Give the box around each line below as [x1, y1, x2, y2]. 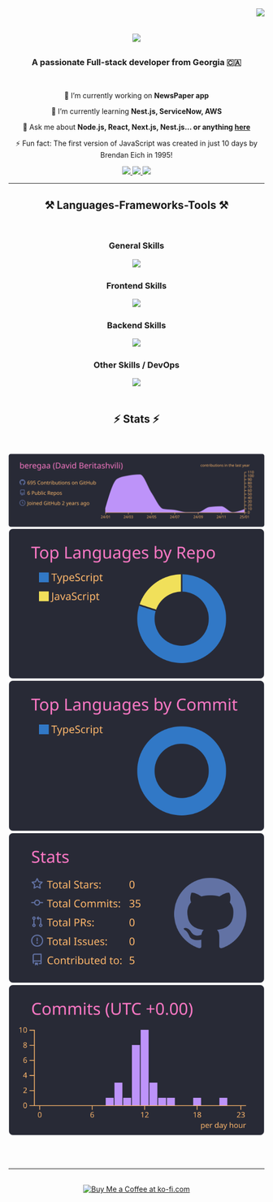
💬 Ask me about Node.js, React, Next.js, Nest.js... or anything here [22, 122, 251, 132]
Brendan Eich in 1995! [100, 150, 173, 160]
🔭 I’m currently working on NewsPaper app [63, 91, 210, 101]
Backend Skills [106, 319, 167, 331]
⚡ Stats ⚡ [113, 412, 160, 426]
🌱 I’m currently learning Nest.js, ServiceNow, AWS [51, 106, 222, 116]
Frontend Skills [106, 280, 167, 291]
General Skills [108, 240, 165, 251]
